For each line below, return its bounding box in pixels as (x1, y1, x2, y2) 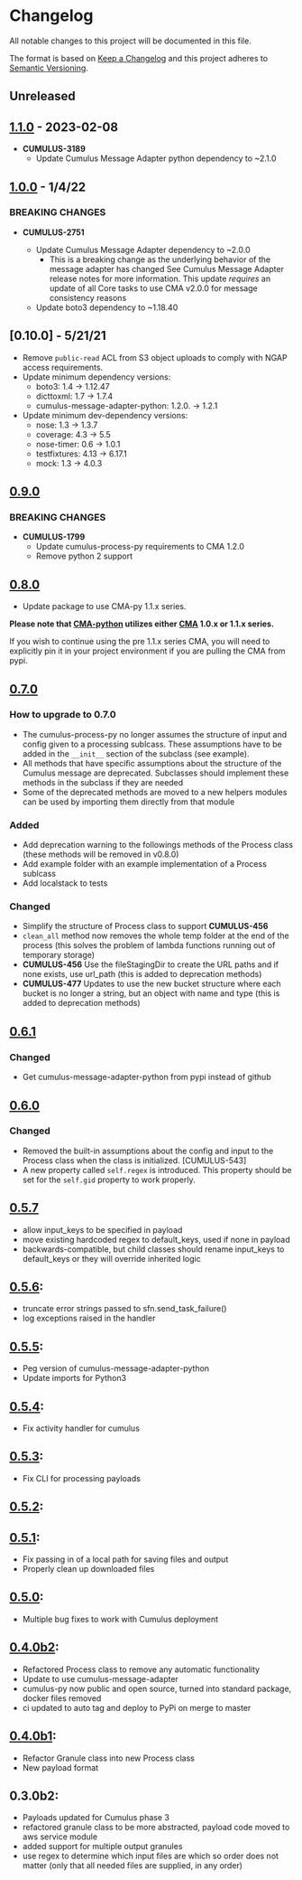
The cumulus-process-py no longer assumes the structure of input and (22, 728, 288, 739)
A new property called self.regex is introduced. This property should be (22, 1164, 292, 1175)
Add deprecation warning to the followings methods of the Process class (22, 840, 294, 851)
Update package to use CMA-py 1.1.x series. (22, 601, 187, 612)
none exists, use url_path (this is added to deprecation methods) (22, 969, 262, 980)
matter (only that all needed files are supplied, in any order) (22, 1860, 243, 1871)
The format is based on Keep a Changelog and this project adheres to (9, 52, 269, 63)
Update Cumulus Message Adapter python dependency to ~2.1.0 (35, 153, 277, 164)
